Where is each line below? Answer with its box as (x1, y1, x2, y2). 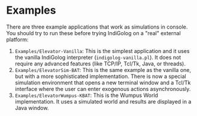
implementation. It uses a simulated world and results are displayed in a (14, 98, 192, 105)
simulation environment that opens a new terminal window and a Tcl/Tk (14, 79, 191, 86)
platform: (6, 36, 29, 43)
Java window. (14, 104, 49, 111)
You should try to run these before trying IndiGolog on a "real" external (6, 29, 181, 36)
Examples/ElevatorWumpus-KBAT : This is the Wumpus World (14, 92, 159, 99)
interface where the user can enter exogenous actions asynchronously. (14, 85, 191, 92)
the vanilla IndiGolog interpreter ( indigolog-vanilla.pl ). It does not (14, 54, 181, 61)
